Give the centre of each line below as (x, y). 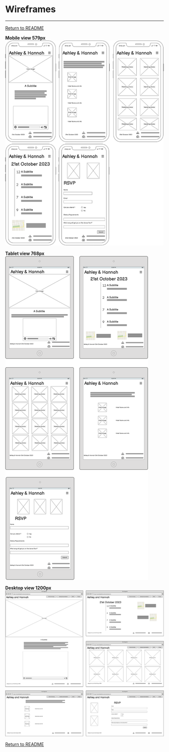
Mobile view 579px (25, 38)
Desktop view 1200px (28, 588)
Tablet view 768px (25, 253)
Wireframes (31, 9)
